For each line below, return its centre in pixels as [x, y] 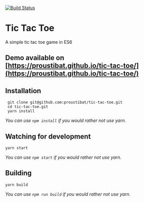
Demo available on [35, 58]
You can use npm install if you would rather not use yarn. [66, 120]
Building [18, 173]
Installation [23, 91]
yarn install [21, 111]
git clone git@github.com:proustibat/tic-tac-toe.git [65, 103]
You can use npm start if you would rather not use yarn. [63, 157]
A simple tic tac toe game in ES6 [39, 42]
